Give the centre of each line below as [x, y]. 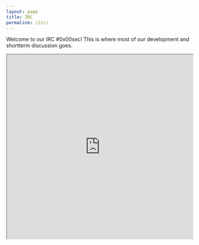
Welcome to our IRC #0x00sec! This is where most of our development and [98, 40]
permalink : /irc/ [27, 22]
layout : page [22, 12]
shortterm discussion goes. [39, 45]
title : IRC [19, 17]
